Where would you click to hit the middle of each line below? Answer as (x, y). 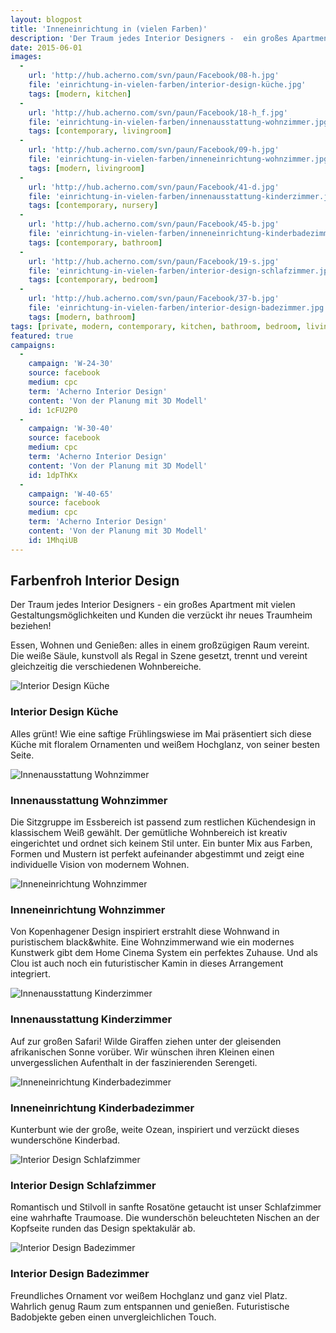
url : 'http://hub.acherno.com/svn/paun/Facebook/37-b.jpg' (154, 299)
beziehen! (31, 626)
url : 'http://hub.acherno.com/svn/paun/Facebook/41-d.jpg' (154, 187)
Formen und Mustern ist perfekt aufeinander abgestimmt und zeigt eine (157, 854)
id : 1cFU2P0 (53, 410)
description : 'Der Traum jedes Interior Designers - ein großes (149, 38)
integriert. (30, 974)
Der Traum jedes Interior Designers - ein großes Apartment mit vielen (153, 605)
